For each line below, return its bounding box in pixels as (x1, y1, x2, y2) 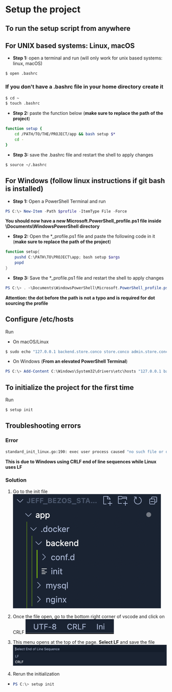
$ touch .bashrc (5, 101, 40, 106)
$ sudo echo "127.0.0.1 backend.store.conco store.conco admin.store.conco (5, 349, 170, 354)
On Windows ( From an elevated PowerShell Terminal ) (12, 358, 128, 365)
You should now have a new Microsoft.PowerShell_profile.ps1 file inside (5, 218, 162, 224)
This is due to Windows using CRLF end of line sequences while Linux (5, 458, 157, 465)
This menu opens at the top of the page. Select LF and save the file (12, 639, 155, 645)
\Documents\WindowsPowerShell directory (5, 223, 100, 229)
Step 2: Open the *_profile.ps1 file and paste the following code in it (12, 233, 155, 240)
